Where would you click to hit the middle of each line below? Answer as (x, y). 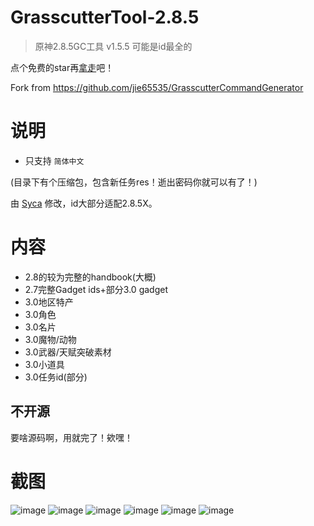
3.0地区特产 (49, 302)
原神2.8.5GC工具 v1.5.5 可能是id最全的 (113, 46)
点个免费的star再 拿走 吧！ (62, 67)
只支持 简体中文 (54, 160)
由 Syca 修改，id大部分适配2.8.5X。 (84, 203)
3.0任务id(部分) (56, 377)
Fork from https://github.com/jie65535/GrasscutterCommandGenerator (157, 87)
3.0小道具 (44, 364)
